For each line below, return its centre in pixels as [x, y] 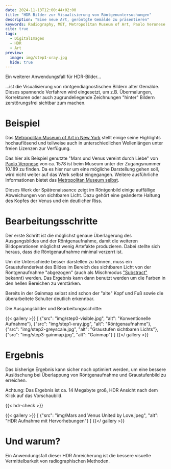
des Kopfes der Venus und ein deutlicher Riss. [54, 201]
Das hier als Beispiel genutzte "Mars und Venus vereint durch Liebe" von [82, 158]
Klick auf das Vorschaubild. [34, 396]
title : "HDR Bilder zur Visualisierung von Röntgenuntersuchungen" [79, 15]
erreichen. [16, 380]
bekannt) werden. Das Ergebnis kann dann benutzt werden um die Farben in [86, 278]
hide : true [21, 62]
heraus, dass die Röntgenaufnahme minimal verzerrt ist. [64, 252]
